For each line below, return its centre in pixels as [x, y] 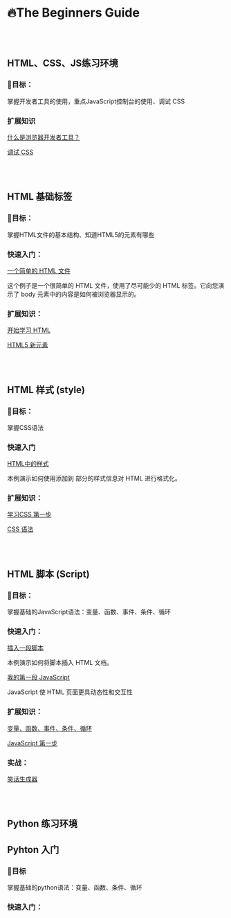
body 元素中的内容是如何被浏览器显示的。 [80, 294]
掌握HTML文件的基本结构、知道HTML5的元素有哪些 [81, 234]
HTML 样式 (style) [46, 390]
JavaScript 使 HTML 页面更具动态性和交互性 [70, 692]
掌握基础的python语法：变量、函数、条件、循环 [75, 887]
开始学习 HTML [29, 330]
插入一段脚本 [25, 648]
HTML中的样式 [28, 464]
